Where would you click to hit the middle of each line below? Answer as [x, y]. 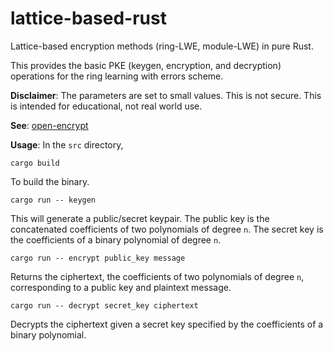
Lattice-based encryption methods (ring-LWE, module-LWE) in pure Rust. [162, 46]
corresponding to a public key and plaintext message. [121, 287]
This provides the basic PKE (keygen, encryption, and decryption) [146, 65]
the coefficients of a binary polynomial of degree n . [116, 239]
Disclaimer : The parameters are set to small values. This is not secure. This [166, 95]
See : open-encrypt [49, 125]
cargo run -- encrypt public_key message [98, 258]
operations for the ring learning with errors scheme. [117, 76]
